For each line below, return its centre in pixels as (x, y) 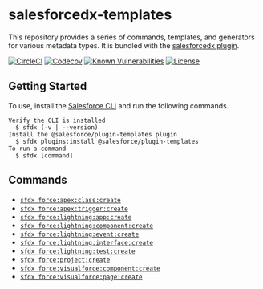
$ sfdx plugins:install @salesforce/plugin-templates (107, 141)
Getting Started (48, 86)
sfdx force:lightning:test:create (77, 251)
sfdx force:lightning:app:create (76, 217)
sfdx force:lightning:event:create (79, 234)
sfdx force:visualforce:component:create (90, 268)
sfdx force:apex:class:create (71, 200)
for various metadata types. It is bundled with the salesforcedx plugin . (124, 45)
